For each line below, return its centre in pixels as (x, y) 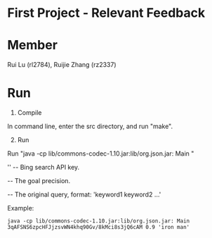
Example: (21, 208)
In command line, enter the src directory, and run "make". (90, 126)
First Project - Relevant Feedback (106, 13)
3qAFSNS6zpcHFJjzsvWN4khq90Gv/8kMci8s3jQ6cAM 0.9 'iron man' (99, 227)
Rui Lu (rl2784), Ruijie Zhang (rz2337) (62, 65)
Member (33, 45)
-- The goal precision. (39, 181)
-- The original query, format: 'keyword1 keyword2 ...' (84, 194)
